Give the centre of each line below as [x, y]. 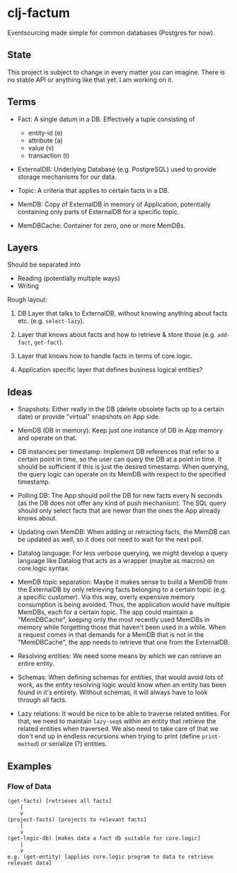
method [27, 745]
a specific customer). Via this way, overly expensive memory [106, 597]
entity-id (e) [45, 133]
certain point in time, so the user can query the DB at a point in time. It [120, 460]
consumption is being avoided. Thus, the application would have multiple [124, 605]
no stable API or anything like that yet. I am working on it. [90, 79]
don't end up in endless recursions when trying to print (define [109, 736]
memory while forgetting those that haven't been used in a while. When [122, 627]
